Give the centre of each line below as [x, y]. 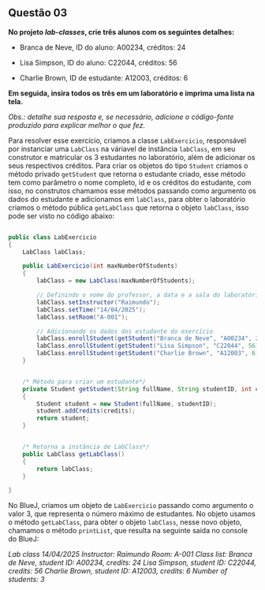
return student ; [63, 418]
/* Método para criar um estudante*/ [84, 382]
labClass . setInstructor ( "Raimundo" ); [98, 302]
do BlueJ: [24, 539]
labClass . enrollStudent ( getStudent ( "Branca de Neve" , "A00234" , [144, 338]
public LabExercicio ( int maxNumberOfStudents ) [100, 266]
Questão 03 [38, 13]
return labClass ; [65, 469]
